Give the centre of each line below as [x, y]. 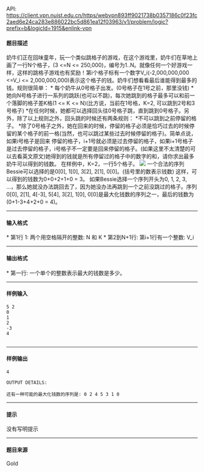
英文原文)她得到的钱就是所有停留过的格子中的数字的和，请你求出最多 [108, 156]
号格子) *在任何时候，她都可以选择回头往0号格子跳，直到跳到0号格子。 [95, 111]
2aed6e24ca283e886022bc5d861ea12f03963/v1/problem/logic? [87, 22]
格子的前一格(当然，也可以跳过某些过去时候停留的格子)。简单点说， [112, 134]
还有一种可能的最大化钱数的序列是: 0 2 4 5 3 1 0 [63, 395]
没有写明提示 [22, 429]
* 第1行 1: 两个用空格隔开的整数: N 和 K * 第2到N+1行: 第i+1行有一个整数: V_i [100, 237]
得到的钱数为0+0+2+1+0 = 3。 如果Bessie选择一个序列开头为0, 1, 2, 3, [99, 179]
